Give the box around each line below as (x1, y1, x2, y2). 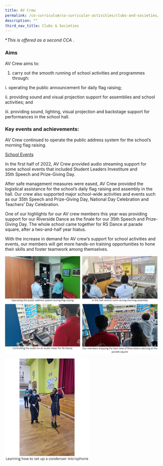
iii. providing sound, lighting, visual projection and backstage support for (5, 109, 150, 114)
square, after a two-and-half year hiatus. (5, 226, 86, 232)
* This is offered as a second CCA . (5, 37, 75, 43)
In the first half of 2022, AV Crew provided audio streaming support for (5, 161, 147, 167)
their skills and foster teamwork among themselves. (5, 246, 108, 252)
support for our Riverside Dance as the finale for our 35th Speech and (5, 216, 145, 222)
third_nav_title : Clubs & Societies (5, 23, 79, 28)
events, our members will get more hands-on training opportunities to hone (5, 241, 155, 247)
